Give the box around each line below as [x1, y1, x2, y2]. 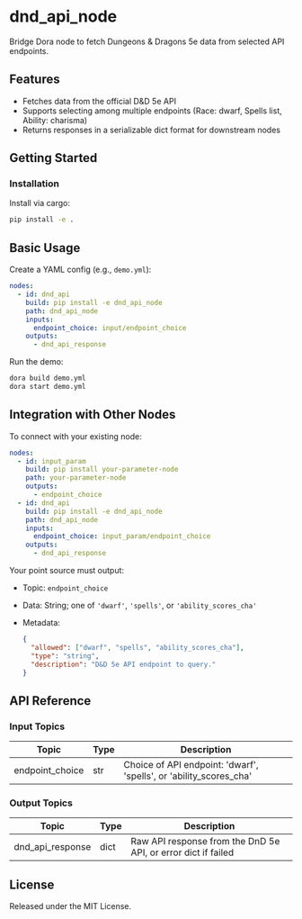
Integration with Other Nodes [9, 407, 176, 422]
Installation [9, 177, 60, 190]
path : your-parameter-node [25, 473, 127, 482]
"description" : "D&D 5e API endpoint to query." [31, 660, 217, 669]
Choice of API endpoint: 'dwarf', [123, 759, 259, 771]
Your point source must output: [9, 565, 124, 576]
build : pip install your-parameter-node [25, 465, 179, 474]
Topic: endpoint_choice [22, 582, 109, 593]
